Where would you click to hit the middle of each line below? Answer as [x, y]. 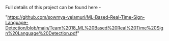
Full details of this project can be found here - [53, 7]
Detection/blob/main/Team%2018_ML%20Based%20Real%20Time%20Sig [84, 28]
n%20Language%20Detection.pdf [41, 33]
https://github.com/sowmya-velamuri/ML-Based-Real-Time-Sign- [76, 17]
